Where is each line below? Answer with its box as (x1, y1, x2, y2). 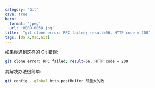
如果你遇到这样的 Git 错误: (5, 49, 59, 55)
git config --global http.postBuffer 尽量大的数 (5, 78, 105, 83)
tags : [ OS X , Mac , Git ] (5, 35, 50, 40)
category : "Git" (5, 7, 39, 12)
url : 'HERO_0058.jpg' (9, 26, 55, 31)
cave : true (5, 12, 28, 17)
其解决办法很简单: (5, 68, 42, 74)
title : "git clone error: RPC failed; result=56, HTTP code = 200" (5, 30, 151, 35)
